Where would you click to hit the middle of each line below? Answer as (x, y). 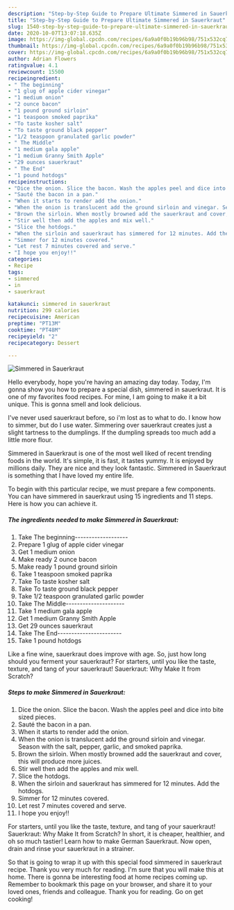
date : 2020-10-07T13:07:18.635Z (55, 33)
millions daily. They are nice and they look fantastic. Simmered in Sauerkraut (117, 468)
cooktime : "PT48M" (34, 330)
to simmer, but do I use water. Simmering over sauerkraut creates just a (110, 425)
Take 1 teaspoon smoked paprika (65, 574)
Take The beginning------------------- (73, 537)
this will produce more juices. (60, 761)
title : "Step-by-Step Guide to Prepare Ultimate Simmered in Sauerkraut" (117, 20)
